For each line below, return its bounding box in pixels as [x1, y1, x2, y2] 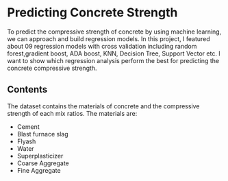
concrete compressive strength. [7, 64, 97, 72]
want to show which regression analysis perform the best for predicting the [7, 56, 220, 64]
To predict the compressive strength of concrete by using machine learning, [7, 27, 222, 36]
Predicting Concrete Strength [7, 5, 178, 21]
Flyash [16, 137, 36, 145]
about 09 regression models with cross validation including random [7, 42, 197, 50]
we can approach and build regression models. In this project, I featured [7, 34, 210, 43]
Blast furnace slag [16, 130, 68, 138]
